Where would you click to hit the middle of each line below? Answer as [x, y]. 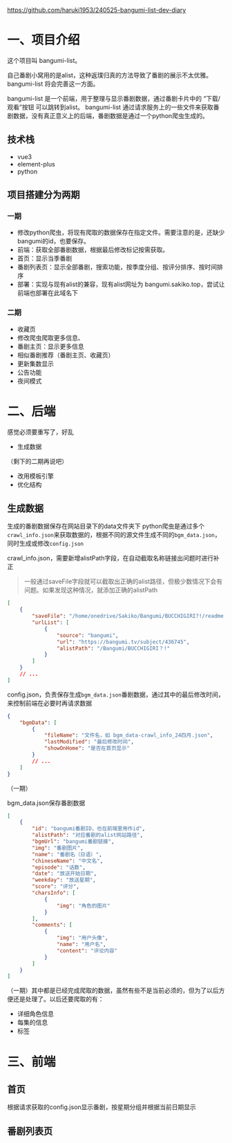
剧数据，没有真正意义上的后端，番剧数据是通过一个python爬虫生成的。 [108, 115]
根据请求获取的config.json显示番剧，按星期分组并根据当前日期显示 [102, 1107]
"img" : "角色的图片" [83, 906]
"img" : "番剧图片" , [58, 848]
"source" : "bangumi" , [87, 635]
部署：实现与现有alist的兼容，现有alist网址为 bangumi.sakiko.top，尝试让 [121, 284]
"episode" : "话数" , [59, 867]
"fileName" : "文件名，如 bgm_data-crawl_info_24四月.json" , [129, 735]
